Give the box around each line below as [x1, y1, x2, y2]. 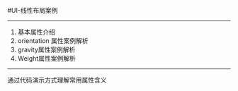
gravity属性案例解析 [17, 45, 76, 54]
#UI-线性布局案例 [7, 6, 58, 14]
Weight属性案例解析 [17, 54, 76, 62]
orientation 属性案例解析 [17, 37, 89, 44]
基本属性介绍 [17, 28, 55, 36]
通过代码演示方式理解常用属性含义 [7, 76, 107, 84]
